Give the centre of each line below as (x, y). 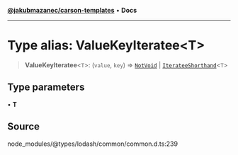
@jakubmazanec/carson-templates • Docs (72, 10)
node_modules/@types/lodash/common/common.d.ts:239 (93, 144)
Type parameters (46, 87)
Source (24, 127)
